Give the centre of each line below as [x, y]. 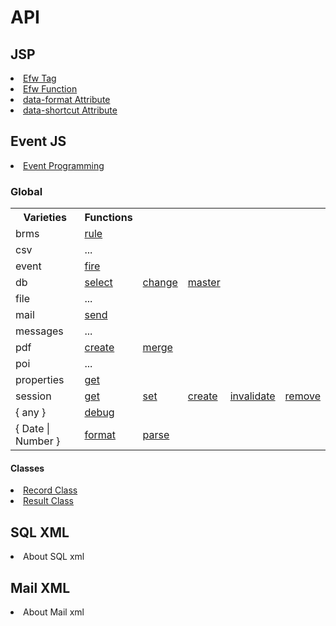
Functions [108, 218]
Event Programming [64, 165]
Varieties [45, 218]
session [33, 396]
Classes [27, 468]
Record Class [50, 490]
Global [26, 191]
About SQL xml [54, 557]
